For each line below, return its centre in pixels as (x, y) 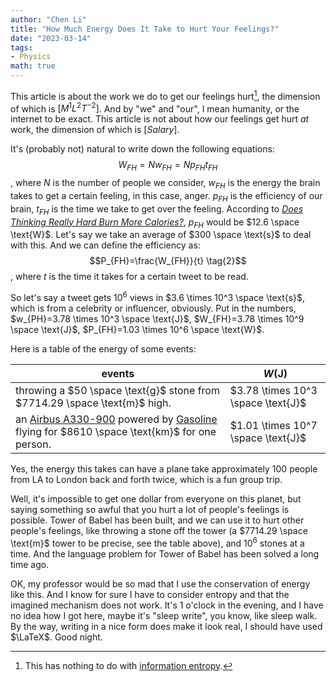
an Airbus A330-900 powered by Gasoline (116, 419)
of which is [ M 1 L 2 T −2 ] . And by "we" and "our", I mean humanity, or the (155, 108)
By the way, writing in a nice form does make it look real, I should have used (166, 626)
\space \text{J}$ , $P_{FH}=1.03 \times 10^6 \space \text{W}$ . (137, 329)
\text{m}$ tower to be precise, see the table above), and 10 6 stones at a (157, 542)
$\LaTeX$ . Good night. (56, 637)
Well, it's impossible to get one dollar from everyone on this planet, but (156, 498)
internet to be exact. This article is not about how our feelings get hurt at (160, 119)
